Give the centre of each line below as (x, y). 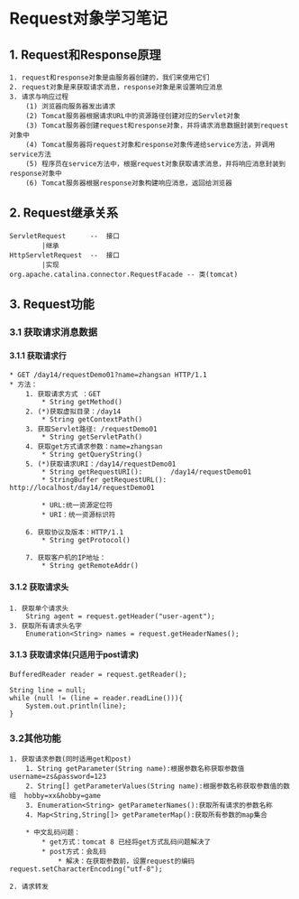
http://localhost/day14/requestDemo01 (82, 488)
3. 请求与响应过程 (39, 97)
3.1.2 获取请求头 (39, 587)
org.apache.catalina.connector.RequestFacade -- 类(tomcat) (124, 274)
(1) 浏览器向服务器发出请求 (71, 107)
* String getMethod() (82, 403)
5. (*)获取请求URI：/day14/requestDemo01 (101, 464)
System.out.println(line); (76, 706)
